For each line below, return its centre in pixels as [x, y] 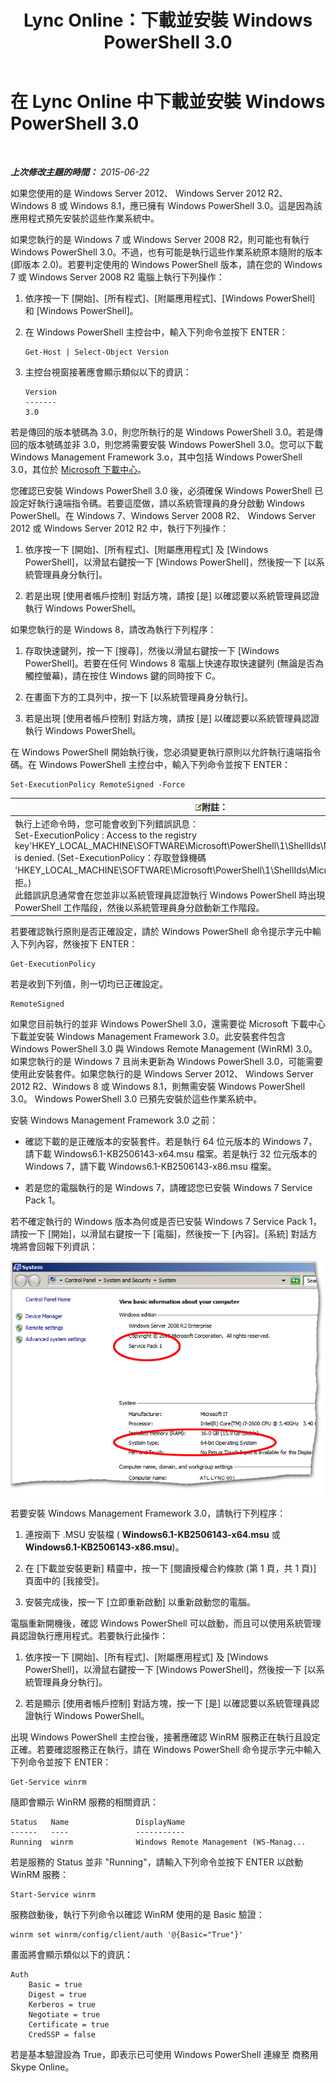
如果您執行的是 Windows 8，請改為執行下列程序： [113, 629]
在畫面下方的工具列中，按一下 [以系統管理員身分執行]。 [138, 697]
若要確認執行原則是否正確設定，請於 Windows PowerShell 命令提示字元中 [161, 932]
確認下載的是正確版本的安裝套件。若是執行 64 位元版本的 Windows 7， [171, 1142]
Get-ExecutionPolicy [53, 964]
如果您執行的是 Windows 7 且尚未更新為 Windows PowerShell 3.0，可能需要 [167, 1062]
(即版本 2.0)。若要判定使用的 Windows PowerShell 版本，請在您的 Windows [166, 264]
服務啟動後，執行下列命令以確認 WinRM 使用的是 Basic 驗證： [137, 1915]
